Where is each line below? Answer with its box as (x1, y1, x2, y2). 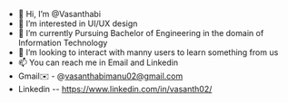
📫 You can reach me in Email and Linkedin (17, 57, 179, 68)
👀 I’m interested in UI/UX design (17, 18, 138, 29)
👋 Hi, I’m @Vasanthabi (17, 9, 102, 19)
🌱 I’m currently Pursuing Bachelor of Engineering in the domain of (17, 28, 264, 38)
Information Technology (17, 37, 108, 48)
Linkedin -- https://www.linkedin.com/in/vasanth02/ (17, 84, 213, 94)
